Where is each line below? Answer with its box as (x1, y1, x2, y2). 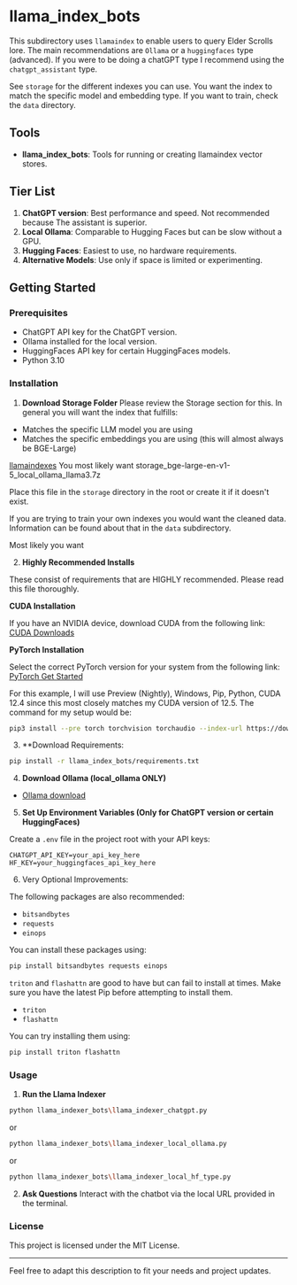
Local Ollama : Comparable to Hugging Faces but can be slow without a (21, 226, 283, 236)
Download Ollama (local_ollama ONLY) (21, 773, 166, 784)
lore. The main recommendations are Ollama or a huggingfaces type (9, 44, 254, 55)
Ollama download (21, 790, 87, 801)
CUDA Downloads (9, 627, 75, 638)
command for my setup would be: (9, 707, 133, 717)
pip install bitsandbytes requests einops (9, 962, 168, 971)
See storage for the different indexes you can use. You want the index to (9, 81, 272, 91)
